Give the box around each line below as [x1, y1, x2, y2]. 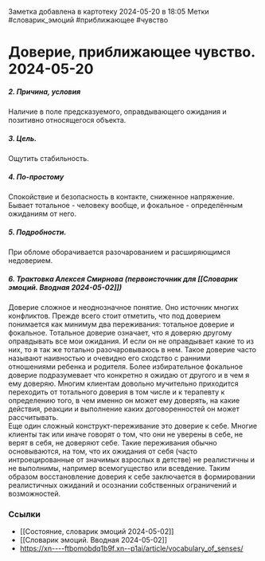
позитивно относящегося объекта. [8, 116, 127, 125]
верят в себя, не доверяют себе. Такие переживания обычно [8, 438, 217, 448]
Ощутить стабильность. [8, 154, 89, 163]
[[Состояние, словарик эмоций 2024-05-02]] [19, 527, 174, 536]
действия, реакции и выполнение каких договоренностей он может [8, 404, 240, 414]
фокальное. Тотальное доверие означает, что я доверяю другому [8, 328, 232, 338]
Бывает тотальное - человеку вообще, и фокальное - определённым [8, 201, 243, 210]
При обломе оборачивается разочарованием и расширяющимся [8, 247, 231, 257]
